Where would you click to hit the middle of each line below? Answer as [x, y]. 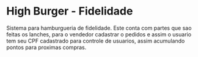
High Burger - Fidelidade [70, 11]
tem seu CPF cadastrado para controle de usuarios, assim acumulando [96, 41]
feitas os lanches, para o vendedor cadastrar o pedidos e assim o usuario [99, 34]
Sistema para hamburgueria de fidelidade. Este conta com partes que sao [99, 28]
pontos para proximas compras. [46, 47]
